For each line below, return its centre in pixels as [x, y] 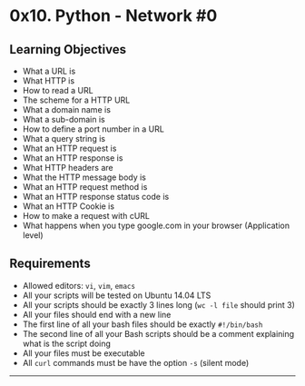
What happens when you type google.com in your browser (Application [156, 225]
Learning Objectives [68, 49]
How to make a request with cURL [86, 216]
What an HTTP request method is [85, 187]
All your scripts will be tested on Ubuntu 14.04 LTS [117, 295]
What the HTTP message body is [84, 177]
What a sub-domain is [64, 119]
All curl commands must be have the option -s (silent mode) [136, 362]
